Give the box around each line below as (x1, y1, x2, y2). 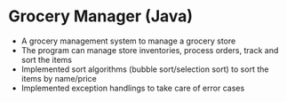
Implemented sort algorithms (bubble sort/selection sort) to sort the (20, 64, 269, 75)
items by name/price (20, 73, 97, 83)
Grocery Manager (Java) (8, 6, 193, 27)
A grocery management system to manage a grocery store (20, 35, 236, 46)
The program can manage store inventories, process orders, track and (20, 44, 279, 55)
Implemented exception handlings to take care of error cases (20, 82, 245, 93)
